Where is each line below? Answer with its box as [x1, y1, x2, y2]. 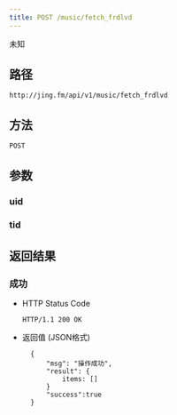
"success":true [45, 390, 102, 400]
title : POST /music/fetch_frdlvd [9, 12, 133, 22]
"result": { [45, 367, 90, 376]
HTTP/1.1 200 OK [21, 315, 82, 324]
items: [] [61, 375, 98, 384]
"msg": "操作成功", [45, 359, 112, 369]
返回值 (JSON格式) [21, 332, 91, 343]
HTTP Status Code [21, 299, 91, 309]
